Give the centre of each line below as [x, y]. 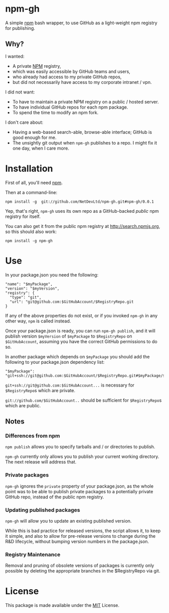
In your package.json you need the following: [52, 275]
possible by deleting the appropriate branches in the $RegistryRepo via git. [83, 571]
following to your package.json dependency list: [55, 362]
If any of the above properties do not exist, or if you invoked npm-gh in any [81, 315]
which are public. [23, 405]
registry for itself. [23, 216]
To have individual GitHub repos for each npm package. [70, 107]
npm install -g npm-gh [29, 241]
